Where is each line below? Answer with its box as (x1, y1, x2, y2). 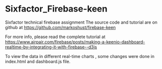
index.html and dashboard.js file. (5, 58, 71, 64)
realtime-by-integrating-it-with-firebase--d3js (5, 44, 97, 50)
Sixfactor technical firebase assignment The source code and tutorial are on (5, 19, 158, 25)
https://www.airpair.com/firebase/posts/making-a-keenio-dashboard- (5, 39, 145, 44)
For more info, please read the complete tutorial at (5, 34, 106, 40)
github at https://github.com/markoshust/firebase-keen (5, 24, 116, 30)
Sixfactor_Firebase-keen (5, 3, 108, 14)
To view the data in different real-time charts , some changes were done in (5, 53, 155, 59)
